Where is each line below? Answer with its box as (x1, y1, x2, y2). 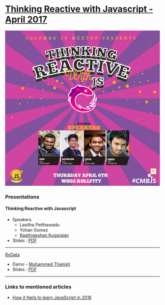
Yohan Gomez (19, 227, 48, 233)
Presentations (5, 193, 40, 200)
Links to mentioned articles (5, 283, 72, 290)
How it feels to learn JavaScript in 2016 (12, 295, 92, 301)
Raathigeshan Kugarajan (19, 233, 69, 238)
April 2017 (5, 14, 48, 25)
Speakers (12, 217, 32, 223)
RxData (5, 252, 20, 258)
